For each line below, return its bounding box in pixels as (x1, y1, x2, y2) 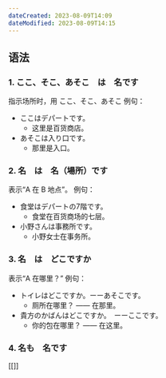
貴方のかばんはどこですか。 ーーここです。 (19, 310, 163, 320)
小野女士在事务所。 (31, 232, 96, 241)
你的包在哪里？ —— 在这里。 (31, 320, 128, 330)
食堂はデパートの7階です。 (19, 201, 108, 212)
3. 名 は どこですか (8, 253, 92, 265)
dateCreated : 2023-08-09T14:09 (8, 11, 113, 20)
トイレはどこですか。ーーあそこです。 (19, 290, 145, 300)
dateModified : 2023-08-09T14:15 (8, 19, 116, 27)
